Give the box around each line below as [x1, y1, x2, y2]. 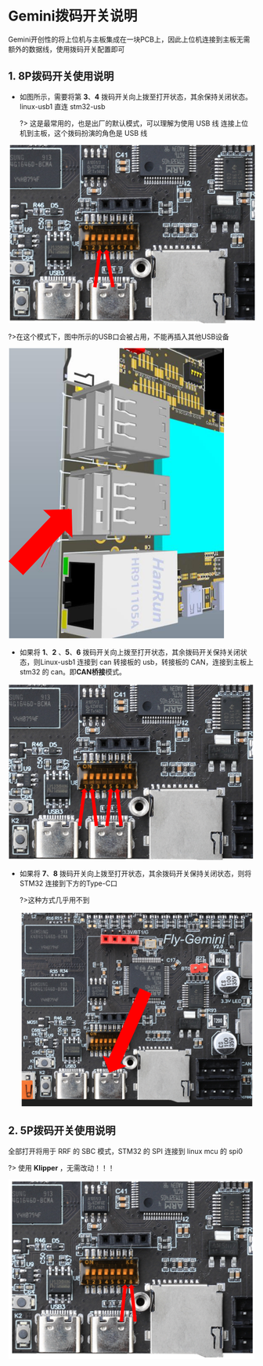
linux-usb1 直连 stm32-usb [19, 101, 106, 111]
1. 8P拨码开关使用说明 [8, 70, 114, 83]
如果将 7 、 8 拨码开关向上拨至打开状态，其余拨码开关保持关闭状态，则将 [19, 869, 252, 878]
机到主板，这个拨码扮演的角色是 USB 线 [19, 128, 148, 137]
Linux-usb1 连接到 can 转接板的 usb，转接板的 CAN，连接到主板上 [40, 657, 254, 667]
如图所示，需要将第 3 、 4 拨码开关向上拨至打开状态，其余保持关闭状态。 [19, 92, 253, 101]
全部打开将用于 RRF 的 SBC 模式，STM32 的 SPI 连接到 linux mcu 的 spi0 [8, 1146, 243, 1156]
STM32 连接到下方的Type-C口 [19, 878, 117, 888]
